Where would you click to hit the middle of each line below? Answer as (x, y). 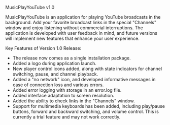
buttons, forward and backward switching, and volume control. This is (86, 111)
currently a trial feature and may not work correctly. (66, 117)
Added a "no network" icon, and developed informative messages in (84, 79)
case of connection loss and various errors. (58, 85)
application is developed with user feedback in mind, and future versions (81, 33)
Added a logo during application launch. (54, 63)
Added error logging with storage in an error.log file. (67, 90)
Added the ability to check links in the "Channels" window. (74, 101)
